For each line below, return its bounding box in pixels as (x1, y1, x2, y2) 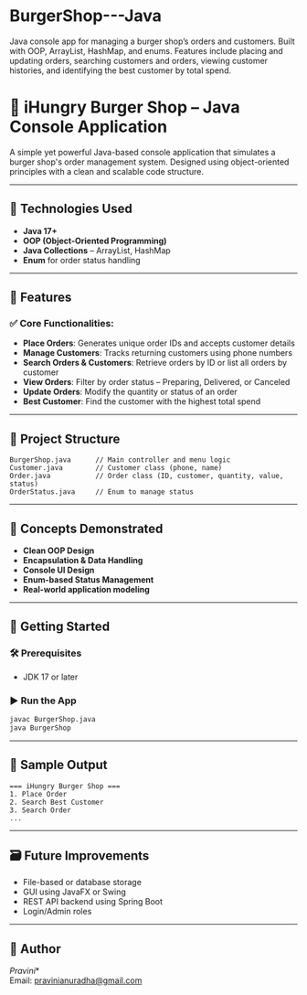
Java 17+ (22, 225, 58, 236)
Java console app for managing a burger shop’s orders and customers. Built (9, 36, 295, 47)
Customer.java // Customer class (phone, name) (9, 464, 223, 473)
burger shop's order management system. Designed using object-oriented (9, 156, 290, 167)
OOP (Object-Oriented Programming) (22, 235, 167, 246)
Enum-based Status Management (22, 574, 154, 585)
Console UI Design (22, 564, 95, 575)
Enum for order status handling (22, 254, 141, 265)
